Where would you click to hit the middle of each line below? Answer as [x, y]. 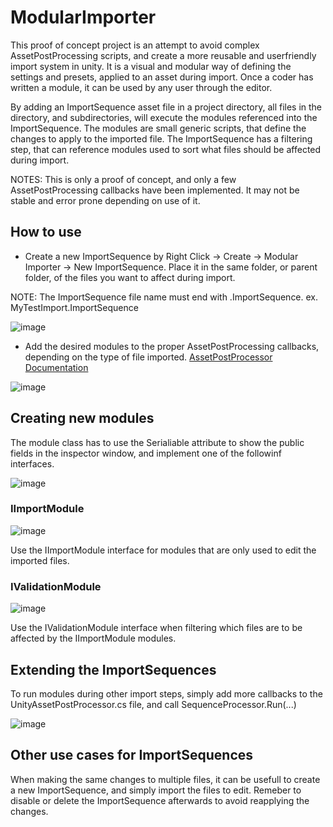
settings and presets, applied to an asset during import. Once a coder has [162, 77]
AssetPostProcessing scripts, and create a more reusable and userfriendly [163, 55]
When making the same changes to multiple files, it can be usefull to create [165, 779]
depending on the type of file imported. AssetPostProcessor [148, 357]
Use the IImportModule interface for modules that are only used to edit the [163, 550]
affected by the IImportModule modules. [93, 638]
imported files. [40, 560]
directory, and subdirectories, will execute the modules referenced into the [164, 117]
